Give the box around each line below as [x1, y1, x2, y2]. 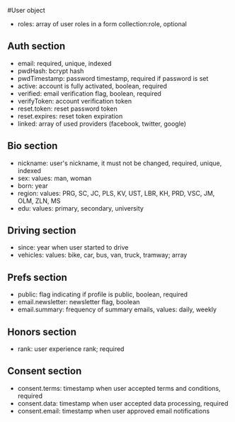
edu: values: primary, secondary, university [17, 204, 144, 212]
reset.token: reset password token [17, 104, 118, 113]
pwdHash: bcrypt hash [17, 67, 84, 75]
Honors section [7, 326, 76, 338]
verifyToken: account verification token [17, 96, 132, 105]
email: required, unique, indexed [17, 59, 112, 67]
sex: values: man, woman [17, 174, 92, 182]
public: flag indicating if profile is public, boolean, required [17, 290, 188, 299]
